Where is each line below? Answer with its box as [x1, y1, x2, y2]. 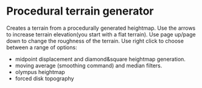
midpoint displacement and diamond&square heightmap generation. [15, 55, 186, 63]
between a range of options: [6, 44, 77, 51]
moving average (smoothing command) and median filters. [15, 62, 162, 69]
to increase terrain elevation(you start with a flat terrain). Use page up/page [6, 30, 196, 38]
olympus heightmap [15, 68, 65, 75]
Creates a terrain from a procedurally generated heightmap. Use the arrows [6, 24, 196, 32]
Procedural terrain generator [6, 4, 154, 18]
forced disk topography [15, 75, 74, 82]
